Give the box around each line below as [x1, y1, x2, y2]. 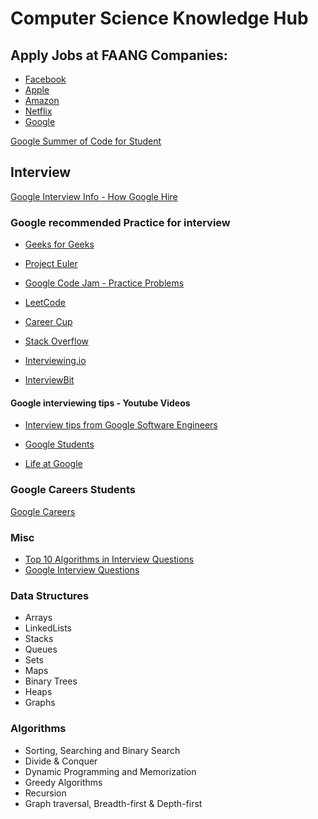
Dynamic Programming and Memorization [24, 765, 197, 777]
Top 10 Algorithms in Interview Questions [24, 553, 195, 565]
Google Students [24, 438, 95, 451]
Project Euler [24, 258, 78, 270]
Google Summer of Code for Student [10, 135, 162, 147]
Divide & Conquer [24, 755, 98, 767]
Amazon [24, 95, 60, 106]
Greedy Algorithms [24, 776, 103, 788]
